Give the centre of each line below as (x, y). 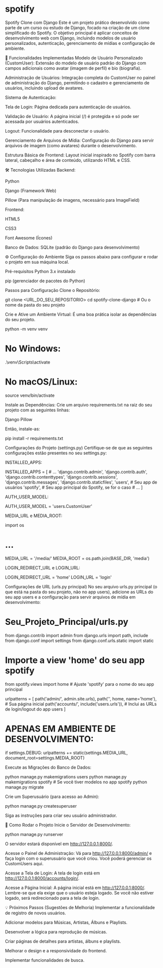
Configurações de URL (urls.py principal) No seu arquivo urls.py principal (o (81, 586)
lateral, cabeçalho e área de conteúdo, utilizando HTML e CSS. (68, 160)
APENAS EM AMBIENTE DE (60, 728)
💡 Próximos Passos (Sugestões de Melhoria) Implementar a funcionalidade (80, 907)
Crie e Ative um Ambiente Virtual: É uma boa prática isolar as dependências (81, 314)
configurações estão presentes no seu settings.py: (56, 453)
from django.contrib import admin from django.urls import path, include (77, 635)
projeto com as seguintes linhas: (37, 410)
